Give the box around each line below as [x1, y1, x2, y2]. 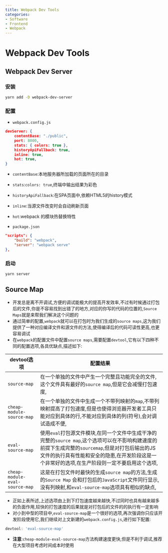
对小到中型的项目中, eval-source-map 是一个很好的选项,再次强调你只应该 [12, 510, 158, 516]
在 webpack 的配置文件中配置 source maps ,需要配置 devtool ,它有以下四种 [12, 337, 154, 343]
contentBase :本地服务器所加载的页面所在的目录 [12, 171, 109, 177]
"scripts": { [5, 233, 32, 238]
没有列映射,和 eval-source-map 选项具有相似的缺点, [39, 484, 156, 491]
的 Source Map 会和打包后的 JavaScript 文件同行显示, [39, 476, 159, 483]
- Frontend [5, 21, 28, 26]
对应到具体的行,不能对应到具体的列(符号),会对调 [44, 413, 157, 420]
